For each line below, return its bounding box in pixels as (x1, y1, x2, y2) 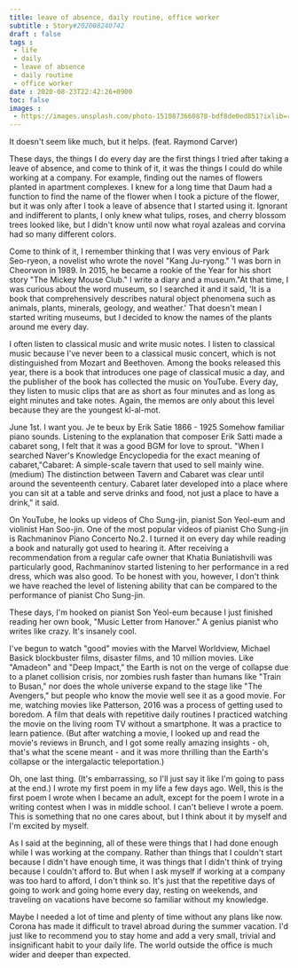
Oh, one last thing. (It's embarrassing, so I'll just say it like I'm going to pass (9, 774, 286, 784)
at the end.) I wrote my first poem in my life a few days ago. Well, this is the (9, 783, 284, 794)
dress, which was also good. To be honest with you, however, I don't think (9, 571, 279, 582)
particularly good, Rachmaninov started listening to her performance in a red (9, 562, 289, 572)
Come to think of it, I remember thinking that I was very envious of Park (9, 246, 270, 257)
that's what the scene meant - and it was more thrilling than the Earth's (9, 747, 269, 758)
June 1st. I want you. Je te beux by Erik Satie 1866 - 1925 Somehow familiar (9, 422, 286, 433)
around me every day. (9, 321, 90, 333)
